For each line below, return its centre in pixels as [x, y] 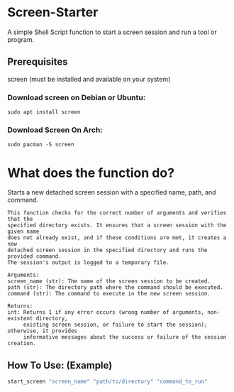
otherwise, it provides [43, 331]
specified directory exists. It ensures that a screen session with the [117, 225]
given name [23, 232]
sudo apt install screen [44, 112]
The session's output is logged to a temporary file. [89, 263]
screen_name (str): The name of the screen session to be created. [109, 281]
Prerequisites [38, 62]
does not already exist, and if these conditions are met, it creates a [117, 238]
